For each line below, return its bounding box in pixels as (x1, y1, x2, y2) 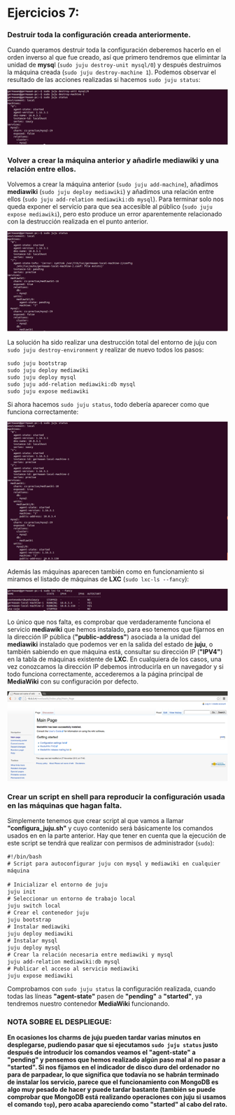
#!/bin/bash (7, 853, 42, 861)
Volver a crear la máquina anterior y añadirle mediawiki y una (7, 155, 219, 165)
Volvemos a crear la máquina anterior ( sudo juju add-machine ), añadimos (7, 180, 219, 188)
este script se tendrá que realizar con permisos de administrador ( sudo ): (7, 839, 215, 847)
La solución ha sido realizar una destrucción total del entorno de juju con (7, 338, 218, 347)
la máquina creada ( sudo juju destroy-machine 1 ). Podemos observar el (7, 68, 217, 76)
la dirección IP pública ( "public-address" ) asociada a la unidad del (7, 632, 201, 641)
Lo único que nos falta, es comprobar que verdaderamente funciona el (7, 618, 211, 626)
